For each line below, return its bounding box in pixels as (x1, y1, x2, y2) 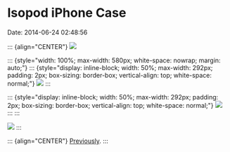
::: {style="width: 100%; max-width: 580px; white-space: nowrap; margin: (7, 56, 221, 64)
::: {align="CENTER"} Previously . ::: (7, 137, 109, 145)
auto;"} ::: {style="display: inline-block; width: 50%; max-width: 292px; (7, 63, 213, 71)
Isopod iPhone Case (7, 5, 127, 21)
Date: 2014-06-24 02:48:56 (7, 28, 88, 36)
